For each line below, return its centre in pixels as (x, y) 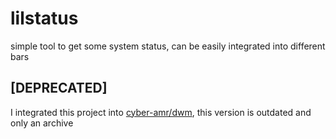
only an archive (42, 123)
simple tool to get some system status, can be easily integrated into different (168, 46)
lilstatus (44, 18)
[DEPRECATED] (59, 88)
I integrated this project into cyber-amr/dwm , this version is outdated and (161, 112)
